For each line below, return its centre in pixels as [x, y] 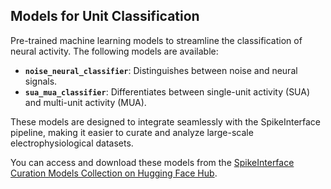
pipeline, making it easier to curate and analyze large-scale [132, 132]
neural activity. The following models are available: [114, 51]
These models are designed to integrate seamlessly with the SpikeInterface [166, 121]
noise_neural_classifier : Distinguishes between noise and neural [161, 70]
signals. [41, 81]
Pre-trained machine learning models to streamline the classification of [156, 40]
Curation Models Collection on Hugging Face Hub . [114, 173]
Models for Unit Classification [105, 16]
